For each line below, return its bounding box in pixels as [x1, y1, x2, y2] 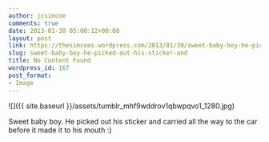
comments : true [8, 19, 59, 27]
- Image [8, 79, 34, 87]
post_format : [8, 71, 52, 79]
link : [8, 42, 26, 50]
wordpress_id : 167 [8, 64, 70, 72]
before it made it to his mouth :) [8, 125, 112, 135]
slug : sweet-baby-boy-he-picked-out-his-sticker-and [8, 49, 188, 57]
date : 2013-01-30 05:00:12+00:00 [8, 26, 120, 34]
